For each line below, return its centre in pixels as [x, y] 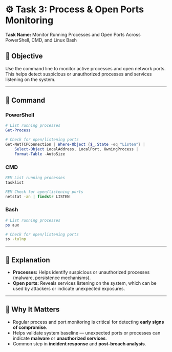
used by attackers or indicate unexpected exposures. [69, 289]
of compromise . [30, 327]
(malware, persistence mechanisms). [52, 278]
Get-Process [18, 130]
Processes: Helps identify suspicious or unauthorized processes [81, 272]
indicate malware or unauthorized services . [60, 338]
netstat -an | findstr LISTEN [38, 197]
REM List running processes [35, 178]
